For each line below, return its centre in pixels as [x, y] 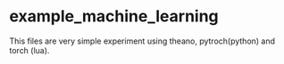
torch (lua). [29, 50]
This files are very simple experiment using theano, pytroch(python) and [142, 41]
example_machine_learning [114, 16]
